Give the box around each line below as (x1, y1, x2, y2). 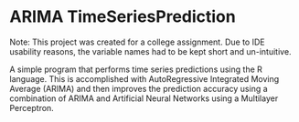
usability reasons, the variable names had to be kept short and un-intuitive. (9, 46, 292, 56)
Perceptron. (9, 102, 55, 113)
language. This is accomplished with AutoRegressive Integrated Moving (9, 73, 280, 84)
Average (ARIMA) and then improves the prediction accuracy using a (9, 83, 268, 94)
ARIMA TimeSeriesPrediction (9, 6, 236, 27)
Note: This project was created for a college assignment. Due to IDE (9, 36, 265, 47)
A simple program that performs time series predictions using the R (9, 64, 263, 75)
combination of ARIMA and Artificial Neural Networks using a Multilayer (9, 93, 279, 104)
